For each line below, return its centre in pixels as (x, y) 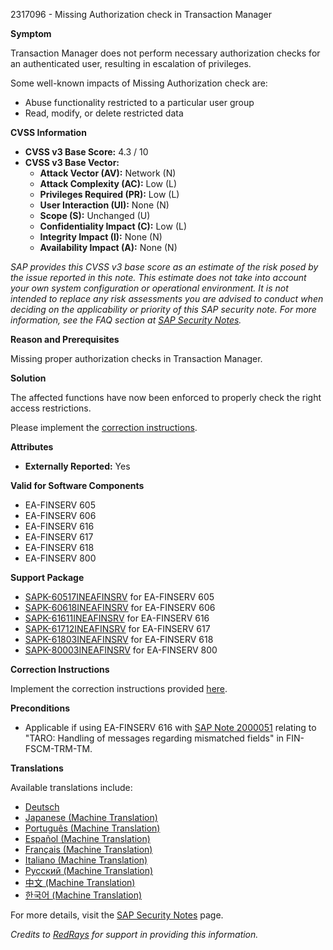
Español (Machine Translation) (87, 838)
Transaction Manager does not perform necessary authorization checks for (165, 53)
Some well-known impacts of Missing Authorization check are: (139, 83)
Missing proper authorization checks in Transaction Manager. (136, 358)
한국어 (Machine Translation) (83, 895)
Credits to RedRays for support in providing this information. (134, 934)
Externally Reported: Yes (77, 466)
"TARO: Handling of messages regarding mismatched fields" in (154, 738)
